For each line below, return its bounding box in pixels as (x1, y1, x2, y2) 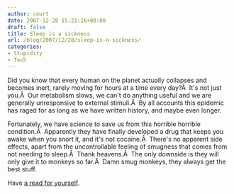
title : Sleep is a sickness (7, 30, 91, 38)
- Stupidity (7, 50, 43, 57)
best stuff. (7, 164, 37, 173)
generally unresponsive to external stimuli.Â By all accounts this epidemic (7, 98, 225, 107)
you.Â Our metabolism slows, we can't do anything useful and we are (7, 91, 211, 99)
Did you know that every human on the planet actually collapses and (7, 76, 207, 84)
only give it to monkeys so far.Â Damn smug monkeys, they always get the (7, 157, 226, 166)
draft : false (7, 23, 46, 30)
